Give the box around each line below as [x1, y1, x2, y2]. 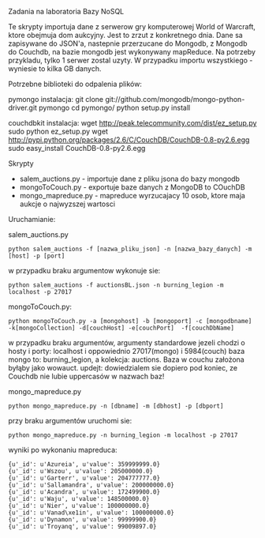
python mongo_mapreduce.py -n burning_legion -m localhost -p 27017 [8, 431, 238, 439]
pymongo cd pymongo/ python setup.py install [39, 103, 191, 112]
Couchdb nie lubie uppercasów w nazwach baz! [8, 371, 165, 381]
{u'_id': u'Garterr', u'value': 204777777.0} [8, 474, 160, 482]
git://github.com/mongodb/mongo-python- [105, 95, 245, 103]
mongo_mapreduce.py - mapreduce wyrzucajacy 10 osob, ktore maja [19, 191, 246, 200]
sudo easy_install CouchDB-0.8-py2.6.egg [8, 144, 146, 152]
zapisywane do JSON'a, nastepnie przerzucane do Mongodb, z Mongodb [8, 39, 248, 48]
